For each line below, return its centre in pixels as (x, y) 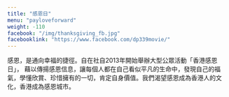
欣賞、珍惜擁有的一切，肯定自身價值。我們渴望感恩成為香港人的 (123, 78)
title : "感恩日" (29, 14)
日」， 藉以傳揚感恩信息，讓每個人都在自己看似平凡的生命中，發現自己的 (111, 69)
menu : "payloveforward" (42, 20)
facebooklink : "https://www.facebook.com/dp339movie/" (89, 40)
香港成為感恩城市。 (47, 87)
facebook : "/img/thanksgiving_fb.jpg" (64, 33)
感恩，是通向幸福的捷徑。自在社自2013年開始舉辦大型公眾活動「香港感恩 (112, 61)
